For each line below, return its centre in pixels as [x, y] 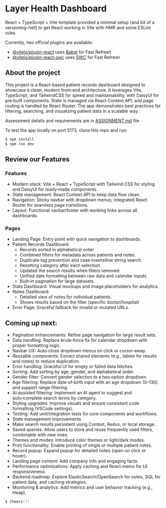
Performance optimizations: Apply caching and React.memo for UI [80, 466]
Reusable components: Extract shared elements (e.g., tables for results [84, 356]
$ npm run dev [20, 144]
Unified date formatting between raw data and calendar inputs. [84, 276]
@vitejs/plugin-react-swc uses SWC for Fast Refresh [66, 57]
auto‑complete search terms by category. [55, 398]
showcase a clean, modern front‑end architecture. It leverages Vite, [74, 90]
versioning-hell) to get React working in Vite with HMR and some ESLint [78, 27]
